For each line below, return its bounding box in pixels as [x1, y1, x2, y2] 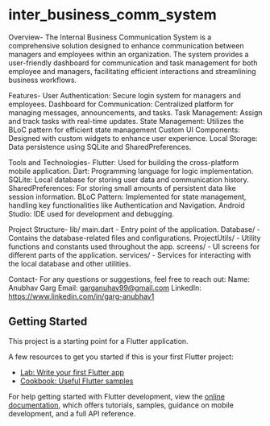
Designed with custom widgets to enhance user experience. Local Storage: [8, 133, 258, 143]
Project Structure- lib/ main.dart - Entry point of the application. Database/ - [8, 224, 260, 234]
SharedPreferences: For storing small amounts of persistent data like [8, 183, 236, 192]
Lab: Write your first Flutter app [19, 367, 125, 377]
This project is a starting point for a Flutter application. [8, 336, 189, 345]
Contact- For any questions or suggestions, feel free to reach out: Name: [8, 274, 250, 283]
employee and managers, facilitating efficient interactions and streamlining [8, 66, 256, 76]
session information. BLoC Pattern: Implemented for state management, [8, 192, 247, 201]
